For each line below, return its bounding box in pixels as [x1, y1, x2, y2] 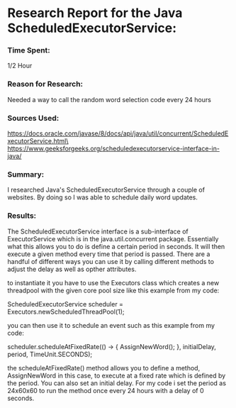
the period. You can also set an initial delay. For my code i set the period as [7, 378, 227, 387]
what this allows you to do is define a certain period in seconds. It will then [7, 242, 225, 250]
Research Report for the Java [7, 5, 183, 21]
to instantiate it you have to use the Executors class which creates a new [7, 278, 220, 287]
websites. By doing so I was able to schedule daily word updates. [7, 193, 198, 202]
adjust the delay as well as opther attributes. [7, 265, 137, 273]
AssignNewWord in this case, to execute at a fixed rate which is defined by [7, 371, 226, 380]
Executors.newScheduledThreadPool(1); [7, 307, 125, 316]
